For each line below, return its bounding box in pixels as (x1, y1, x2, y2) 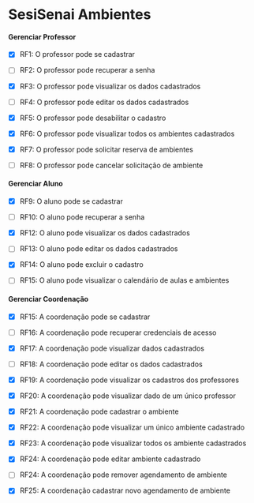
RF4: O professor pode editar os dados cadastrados (19, 97, 189, 107)
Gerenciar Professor (8, 32, 77, 41)
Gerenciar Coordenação (8, 295, 89, 304)
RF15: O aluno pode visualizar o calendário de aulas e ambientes (19, 276, 230, 285)
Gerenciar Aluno (8, 179, 63, 189)
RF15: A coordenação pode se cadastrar (19, 312, 151, 321)
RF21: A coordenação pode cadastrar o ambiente (19, 407, 179, 416)
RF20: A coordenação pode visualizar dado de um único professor (19, 391, 237, 400)
